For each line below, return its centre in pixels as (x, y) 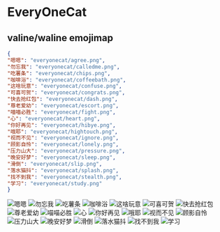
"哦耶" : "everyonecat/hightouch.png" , (63, 132)
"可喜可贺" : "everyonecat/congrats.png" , (66, 93)
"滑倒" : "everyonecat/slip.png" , (55, 164)
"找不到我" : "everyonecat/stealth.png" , (65, 177)
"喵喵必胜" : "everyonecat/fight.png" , (62, 112)
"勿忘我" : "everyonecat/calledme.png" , (64, 67)
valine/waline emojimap (60, 38)
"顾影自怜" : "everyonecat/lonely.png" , (63, 145)
